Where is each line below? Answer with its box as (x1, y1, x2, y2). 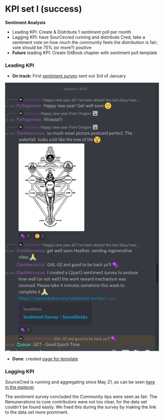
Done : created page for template (12, 356, 78, 361)
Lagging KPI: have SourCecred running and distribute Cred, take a (12, 34, 145, 40)
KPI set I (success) (5, 3, 82, 15)
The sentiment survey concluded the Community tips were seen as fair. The (5, 394, 158, 400)
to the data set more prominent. (5, 409, 69, 415)
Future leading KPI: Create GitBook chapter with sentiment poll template (12, 50, 158, 56)
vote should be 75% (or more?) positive (12, 44, 92, 50)
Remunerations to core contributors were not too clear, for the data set (5, 399, 147, 405)
